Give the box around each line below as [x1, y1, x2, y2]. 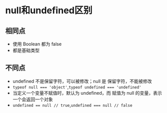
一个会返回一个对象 [12, 96, 53, 102]
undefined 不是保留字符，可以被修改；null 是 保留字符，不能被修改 [12, 78, 152, 84]
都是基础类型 [12, 47, 40, 53]
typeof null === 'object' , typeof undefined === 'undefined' [12, 83, 142, 90]
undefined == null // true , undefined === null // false [12, 102, 133, 108]
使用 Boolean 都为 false [12, 41, 62, 47]
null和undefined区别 [5, 5, 92, 16]
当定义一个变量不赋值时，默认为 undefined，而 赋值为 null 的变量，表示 [12, 90, 162, 96]
